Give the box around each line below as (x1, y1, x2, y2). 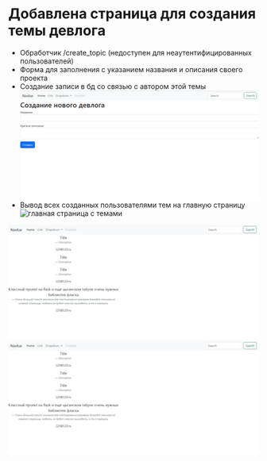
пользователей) (19, 56, 74, 66)
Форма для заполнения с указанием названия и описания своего (19, 64, 243, 74)
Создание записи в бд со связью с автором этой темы (19, 81, 207, 91)
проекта (19, 73, 48, 83)
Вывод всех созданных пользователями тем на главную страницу (19, 200, 246, 210)
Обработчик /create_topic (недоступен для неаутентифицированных (19, 48, 252, 57)
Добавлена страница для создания (8, 5, 257, 23)
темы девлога (8, 21, 106, 40)
